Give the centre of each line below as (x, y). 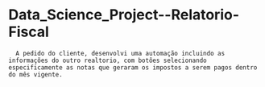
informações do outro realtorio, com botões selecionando (108, 60)
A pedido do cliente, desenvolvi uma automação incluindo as (120, 53)
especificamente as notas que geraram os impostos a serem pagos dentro (133, 67)
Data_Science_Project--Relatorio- (124, 15)
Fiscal (29, 32)
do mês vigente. (35, 74)
